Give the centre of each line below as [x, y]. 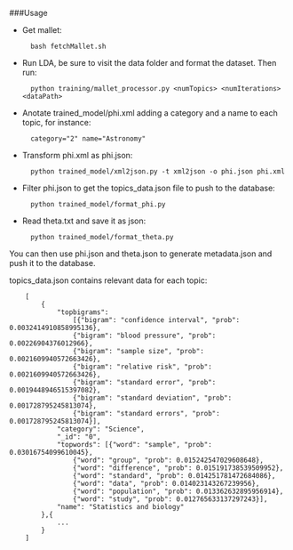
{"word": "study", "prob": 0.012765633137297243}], [170, 499]
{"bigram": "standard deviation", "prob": [152, 398]
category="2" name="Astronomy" [88, 139]
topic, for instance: [56, 122]
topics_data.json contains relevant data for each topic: [108, 280]
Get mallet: [42, 30]
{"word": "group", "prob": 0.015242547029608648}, [168, 460]
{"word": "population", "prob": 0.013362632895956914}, [178, 491]
